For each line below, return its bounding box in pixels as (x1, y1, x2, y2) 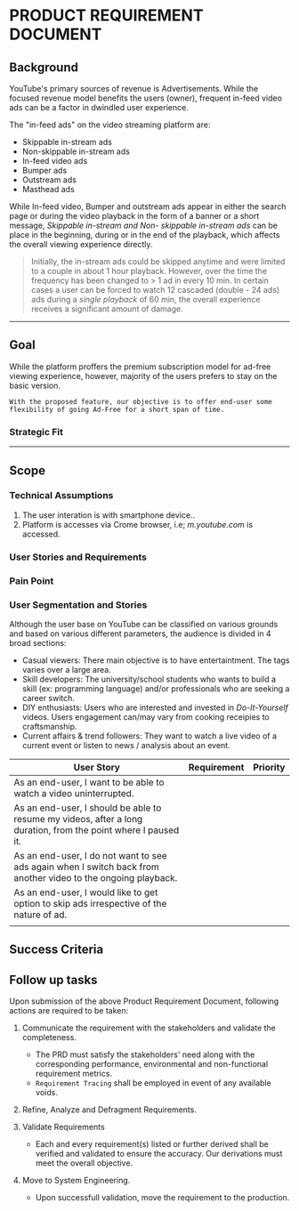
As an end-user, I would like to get (13, 886, 158, 899)
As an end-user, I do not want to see (13, 849, 167, 861)
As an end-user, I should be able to (13, 802, 162, 814)
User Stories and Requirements (9, 551, 147, 563)
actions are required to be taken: (9, 1005, 129, 1016)
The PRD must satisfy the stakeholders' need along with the (35, 1049, 255, 1060)
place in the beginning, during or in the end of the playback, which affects (9, 230, 280, 240)
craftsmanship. (21, 721, 77, 731)
